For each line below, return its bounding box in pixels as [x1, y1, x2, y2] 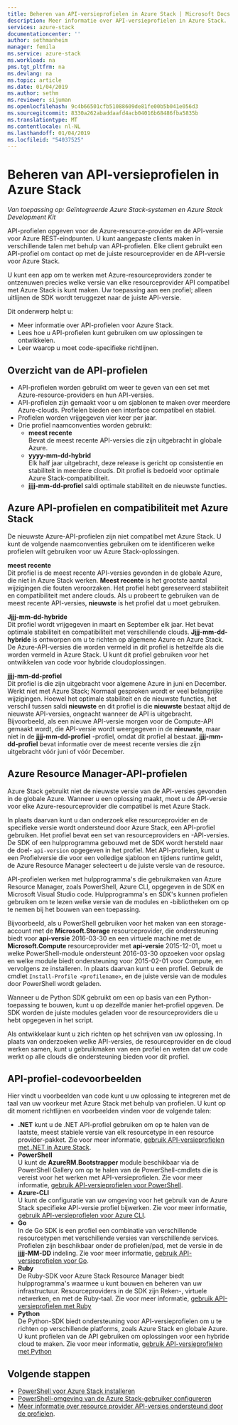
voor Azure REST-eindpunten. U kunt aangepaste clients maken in [7, 234, 201, 243]
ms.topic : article [7, 76, 62, 84]
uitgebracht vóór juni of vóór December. [7, 747, 125, 756]
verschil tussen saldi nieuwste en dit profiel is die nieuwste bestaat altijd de [7, 701, 231, 710]
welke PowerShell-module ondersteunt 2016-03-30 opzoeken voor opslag [7, 949, 225, 958]
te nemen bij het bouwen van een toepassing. [7, 905, 141, 913]
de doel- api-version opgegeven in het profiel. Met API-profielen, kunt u [7, 846, 220, 854]
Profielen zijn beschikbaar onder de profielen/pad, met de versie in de [17, 1241, 223, 1250]
